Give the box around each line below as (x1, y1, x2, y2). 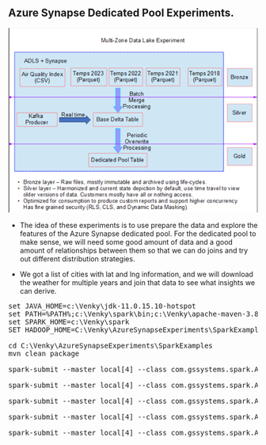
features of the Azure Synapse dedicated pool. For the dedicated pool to (19, 229, 256, 238)
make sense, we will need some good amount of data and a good (19, 238, 234, 247)
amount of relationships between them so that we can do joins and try (19, 245, 249, 256)
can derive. (19, 287, 57, 296)
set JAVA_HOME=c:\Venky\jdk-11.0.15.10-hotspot (8, 302, 196, 311)
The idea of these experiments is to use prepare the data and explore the (19, 221, 259, 230)
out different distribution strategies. (19, 254, 135, 264)
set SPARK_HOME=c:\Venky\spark (8, 318, 130, 327)
